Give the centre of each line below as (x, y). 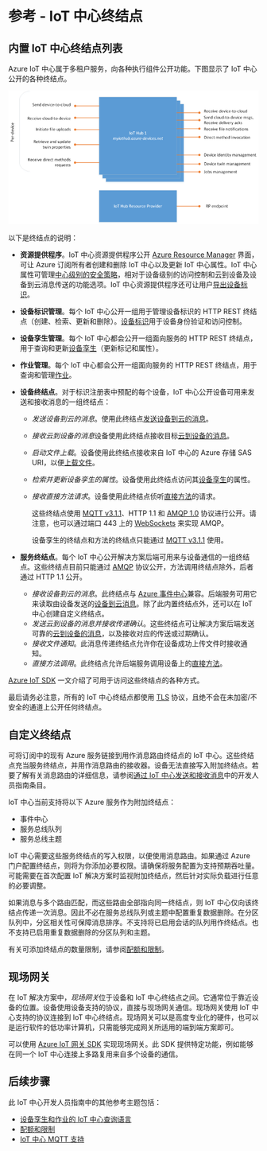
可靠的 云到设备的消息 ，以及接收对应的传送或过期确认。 (122, 634)
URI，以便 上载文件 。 (65, 463)
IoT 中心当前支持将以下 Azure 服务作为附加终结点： (92, 802)
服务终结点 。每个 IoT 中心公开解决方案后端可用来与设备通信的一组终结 (135, 557)
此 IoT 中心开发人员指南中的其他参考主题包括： (85, 1102)
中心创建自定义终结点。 (70, 614)
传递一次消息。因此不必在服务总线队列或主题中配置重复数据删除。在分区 (140, 912)
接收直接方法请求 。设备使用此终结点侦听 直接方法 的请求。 (126, 496)
